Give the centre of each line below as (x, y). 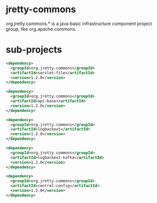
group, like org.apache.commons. (41, 29)
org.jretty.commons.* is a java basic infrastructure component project (79, 24)
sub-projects (34, 50)
